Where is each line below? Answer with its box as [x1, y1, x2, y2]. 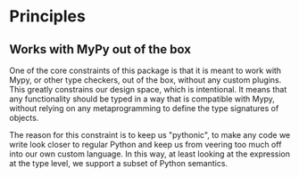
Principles [9, 6, 87, 27]
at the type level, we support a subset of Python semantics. [9, 158, 228, 168]
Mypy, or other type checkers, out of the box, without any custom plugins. [9, 75, 282, 85]
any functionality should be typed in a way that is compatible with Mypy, [9, 93, 275, 104]
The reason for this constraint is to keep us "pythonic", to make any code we [9, 130, 291, 140]
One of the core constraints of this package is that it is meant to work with [9, 65, 282, 76]
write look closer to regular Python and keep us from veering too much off [9, 140, 282, 149]
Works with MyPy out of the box [9, 42, 192, 57]
